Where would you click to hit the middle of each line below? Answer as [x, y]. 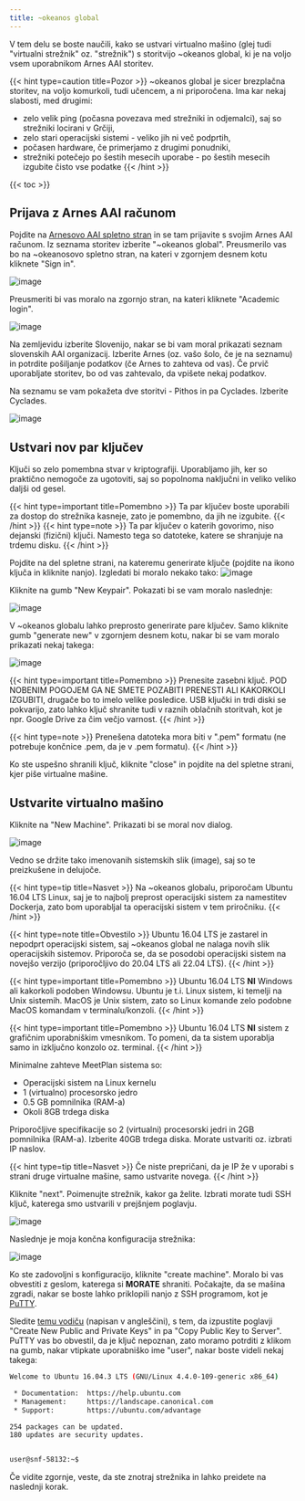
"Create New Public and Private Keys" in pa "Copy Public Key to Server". [146, 1331]
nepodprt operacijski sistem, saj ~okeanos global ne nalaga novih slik [140, 944]
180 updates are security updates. [77, 1435]
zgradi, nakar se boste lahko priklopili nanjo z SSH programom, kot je [139, 1294]
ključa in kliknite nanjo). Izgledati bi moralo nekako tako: [114, 572]
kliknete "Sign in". [42, 264]
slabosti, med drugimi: [51, 100]
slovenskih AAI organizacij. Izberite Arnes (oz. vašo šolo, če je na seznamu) [151, 354]
